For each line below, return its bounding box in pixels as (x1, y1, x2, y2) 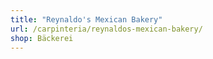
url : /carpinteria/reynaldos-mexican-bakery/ (10, 24, 203, 34)
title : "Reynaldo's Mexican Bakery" (10, 14, 163, 25)
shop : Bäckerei (10, 33, 74, 43)
